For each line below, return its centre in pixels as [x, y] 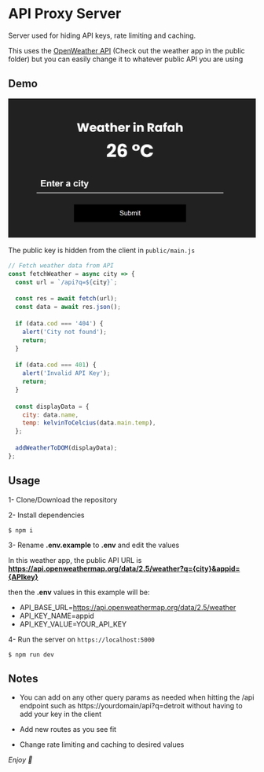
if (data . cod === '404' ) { [59, 323]
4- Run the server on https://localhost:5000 [81, 639]
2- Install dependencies [46, 515]
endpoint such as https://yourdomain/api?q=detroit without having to [131, 706]
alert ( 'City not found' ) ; [65, 332]
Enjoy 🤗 [20, 760]
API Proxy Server [65, 14]
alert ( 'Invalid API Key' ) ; [66, 373]
